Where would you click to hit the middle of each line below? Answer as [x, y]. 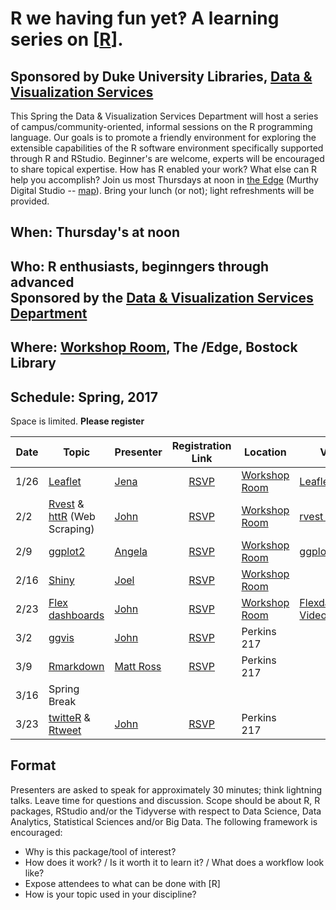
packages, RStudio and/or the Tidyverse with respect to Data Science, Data [166, 811]
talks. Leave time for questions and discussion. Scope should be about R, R [165, 800]
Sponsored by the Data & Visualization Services [162, 297]
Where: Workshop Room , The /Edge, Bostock [154, 347]
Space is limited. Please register [77, 421]
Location [265, 452]
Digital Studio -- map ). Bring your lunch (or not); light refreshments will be [162, 190]
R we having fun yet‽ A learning [145, 18]
